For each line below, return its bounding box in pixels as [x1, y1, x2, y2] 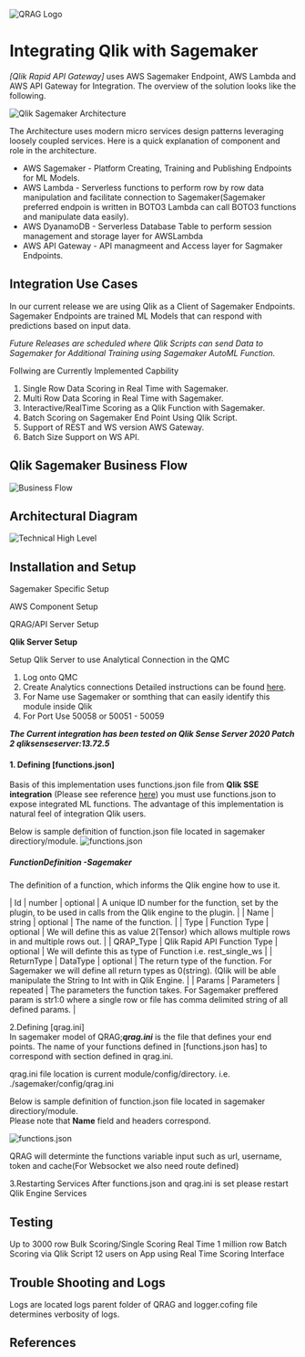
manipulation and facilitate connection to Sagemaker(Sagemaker [22, 192, 266, 203]
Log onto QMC [22, 672, 78, 683]
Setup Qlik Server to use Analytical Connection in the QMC [9, 654, 230, 666]
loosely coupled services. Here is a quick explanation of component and [9, 135, 280, 146]
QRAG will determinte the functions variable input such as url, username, [9, 1151, 282, 1162]
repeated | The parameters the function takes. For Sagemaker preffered [9, 984, 279, 995]
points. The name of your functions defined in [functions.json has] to [9, 1041, 268, 1052]
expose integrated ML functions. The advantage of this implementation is [9, 799, 284, 810]
